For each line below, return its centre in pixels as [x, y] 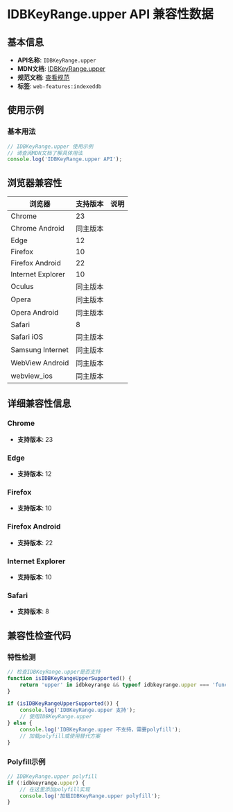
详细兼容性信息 [39, 403]
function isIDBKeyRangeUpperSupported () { [69, 678]
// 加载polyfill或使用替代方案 [60, 736]
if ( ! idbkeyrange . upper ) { [46, 783]
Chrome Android [37, 229]
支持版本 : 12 [34, 474]
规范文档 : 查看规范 [43, 77]
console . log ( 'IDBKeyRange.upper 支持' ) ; [78, 710]
